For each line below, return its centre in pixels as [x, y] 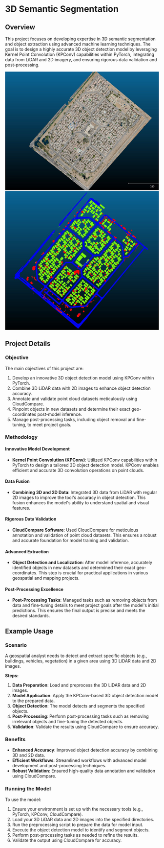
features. [21, 508]
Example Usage [29, 631]
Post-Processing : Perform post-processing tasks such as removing [80, 716]
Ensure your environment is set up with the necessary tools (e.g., [77, 809]
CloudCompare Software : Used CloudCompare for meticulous [75, 530]
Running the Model [28, 789]
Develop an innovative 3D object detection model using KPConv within [83, 377]
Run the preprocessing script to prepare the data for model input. [78, 824]
